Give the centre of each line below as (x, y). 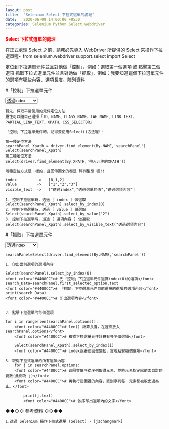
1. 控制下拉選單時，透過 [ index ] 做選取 (46, 200)
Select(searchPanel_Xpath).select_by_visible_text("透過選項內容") (75, 225)
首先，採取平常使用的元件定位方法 (35, 111)
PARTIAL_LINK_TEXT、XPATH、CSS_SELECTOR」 (50, 122)
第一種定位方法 (18, 142)
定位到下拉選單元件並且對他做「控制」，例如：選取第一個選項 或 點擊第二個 (83, 67)
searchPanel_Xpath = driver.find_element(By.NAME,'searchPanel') (75, 146)
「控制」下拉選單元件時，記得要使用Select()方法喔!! (54, 132)
